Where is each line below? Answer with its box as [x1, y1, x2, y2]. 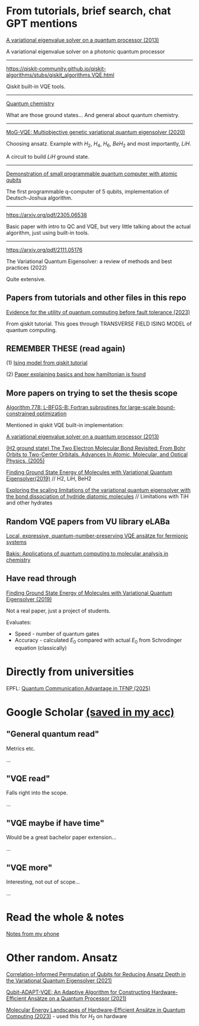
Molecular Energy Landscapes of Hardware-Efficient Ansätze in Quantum [6, 1006, 185, 1014]
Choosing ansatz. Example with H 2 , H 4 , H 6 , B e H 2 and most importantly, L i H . [6, 140, 191, 149]
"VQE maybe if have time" [6, 818, 105, 828]
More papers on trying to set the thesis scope [6, 388, 178, 398]
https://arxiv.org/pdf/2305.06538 [6, 211, 87, 218]
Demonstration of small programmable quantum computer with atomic [6, 170, 178, 177]
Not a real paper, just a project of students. [6, 607, 111, 614]
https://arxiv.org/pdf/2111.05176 [6, 246, 83, 253]
